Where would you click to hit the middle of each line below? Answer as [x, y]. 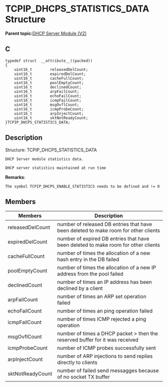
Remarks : [15, 177]
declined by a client [80, 288]
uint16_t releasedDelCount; [51, 69]
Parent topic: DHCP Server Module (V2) [46, 33]
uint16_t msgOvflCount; [47, 105]
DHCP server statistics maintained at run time [56, 168]
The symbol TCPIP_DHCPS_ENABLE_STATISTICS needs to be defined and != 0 [82, 186]
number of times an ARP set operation [102, 297]
